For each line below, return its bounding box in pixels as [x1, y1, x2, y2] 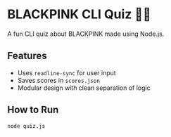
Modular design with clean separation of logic [17, 84, 151, 92]
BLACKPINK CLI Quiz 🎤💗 [7, 6, 151, 22]
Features [7, 50, 47, 62]
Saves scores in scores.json [17, 76, 101, 84]
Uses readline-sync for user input [17, 68, 116, 77]
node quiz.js [7, 122, 46, 129]
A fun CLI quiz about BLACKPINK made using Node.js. [7, 30, 165, 38]
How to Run [7, 104, 59, 116]
